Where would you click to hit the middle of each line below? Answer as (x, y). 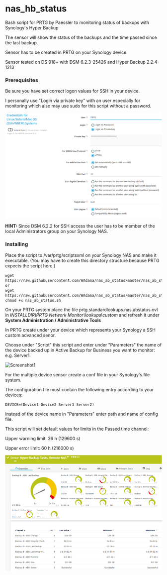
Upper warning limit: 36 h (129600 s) (43, 438)
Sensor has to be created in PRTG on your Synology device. (66, 52)
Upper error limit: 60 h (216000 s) (40, 448)
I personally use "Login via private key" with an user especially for (73, 101)
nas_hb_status (36, 9)
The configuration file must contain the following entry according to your (80, 389)
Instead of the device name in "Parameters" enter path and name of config (82, 414)
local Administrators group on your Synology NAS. (57, 231)
